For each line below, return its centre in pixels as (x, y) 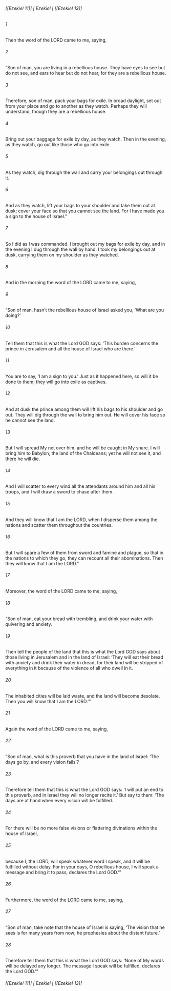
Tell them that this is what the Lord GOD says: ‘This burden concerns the (82, 343)
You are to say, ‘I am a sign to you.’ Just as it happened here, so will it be (82, 376)
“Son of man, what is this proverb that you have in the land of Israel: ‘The (82, 757)
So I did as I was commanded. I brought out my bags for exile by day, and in (85, 244)
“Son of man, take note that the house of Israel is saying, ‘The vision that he (85, 927)
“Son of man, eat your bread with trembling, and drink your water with (79, 619)
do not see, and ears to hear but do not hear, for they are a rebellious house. (86, 73)
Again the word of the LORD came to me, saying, (57, 729)
